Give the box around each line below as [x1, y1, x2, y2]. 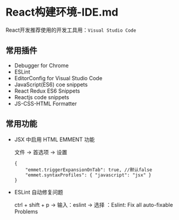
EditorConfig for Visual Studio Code [14, 74, 103, 81]
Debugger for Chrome [14, 62, 69, 69]
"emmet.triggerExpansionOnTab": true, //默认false [25, 167, 153, 173]
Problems [14, 207, 38, 215]
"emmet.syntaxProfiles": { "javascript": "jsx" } [25, 172, 151, 178]
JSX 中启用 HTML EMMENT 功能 [14, 136, 95, 143]
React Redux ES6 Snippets [14, 87, 80, 94]
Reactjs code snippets [14, 93, 69, 100]
